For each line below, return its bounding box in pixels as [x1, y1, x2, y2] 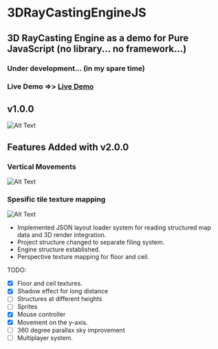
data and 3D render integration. [17, 231, 107, 239]
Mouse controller [17, 311, 66, 319]
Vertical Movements [7, 161, 77, 171]
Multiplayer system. [17, 333, 74, 341]
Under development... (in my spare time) [7, 63, 146, 73]
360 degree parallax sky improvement [17, 326, 125, 334]
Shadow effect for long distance [17, 287, 109, 295]
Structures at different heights [17, 295, 102, 303]
